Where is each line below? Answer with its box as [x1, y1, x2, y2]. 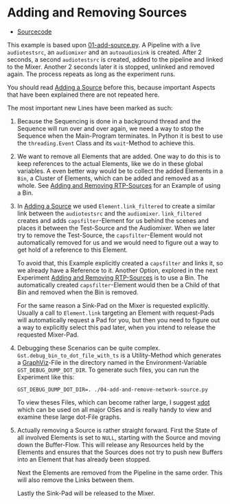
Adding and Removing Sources [7, 5, 187, 21]
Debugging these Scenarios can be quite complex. [16, 344, 161, 352]
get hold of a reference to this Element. [16, 245, 128, 254]
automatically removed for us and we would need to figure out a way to [16, 238, 219, 246]
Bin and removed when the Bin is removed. [16, 288, 139, 296]
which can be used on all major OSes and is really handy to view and [16, 405, 211, 413]
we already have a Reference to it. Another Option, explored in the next [16, 266, 218, 274]
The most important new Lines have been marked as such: [7, 104, 173, 112]
